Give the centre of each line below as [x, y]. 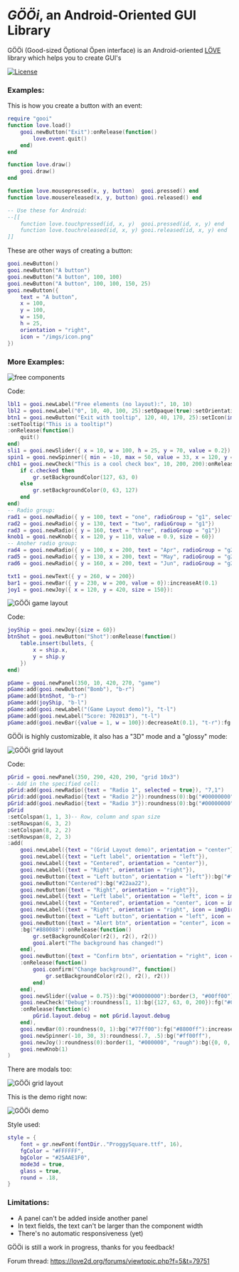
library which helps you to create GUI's [64, 58]
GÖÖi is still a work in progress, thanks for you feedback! [91, 1247]
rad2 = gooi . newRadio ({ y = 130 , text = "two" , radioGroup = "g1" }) [111, 524]
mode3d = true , [43, 1164]
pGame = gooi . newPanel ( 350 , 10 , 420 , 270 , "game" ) [84, 683]
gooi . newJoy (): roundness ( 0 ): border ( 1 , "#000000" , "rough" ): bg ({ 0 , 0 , [126, 1042]
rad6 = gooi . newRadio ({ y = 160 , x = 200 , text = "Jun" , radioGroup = [115, 563]
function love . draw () [39, 165]
